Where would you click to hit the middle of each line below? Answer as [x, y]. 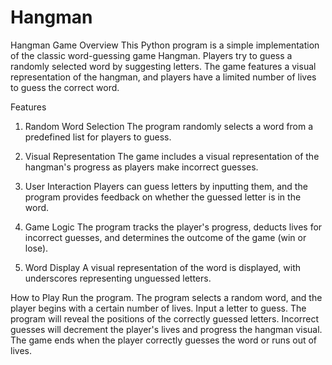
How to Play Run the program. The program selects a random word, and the [166, 297]
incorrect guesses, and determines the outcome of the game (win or [165, 237]
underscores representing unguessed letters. [118, 278]
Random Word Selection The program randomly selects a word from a [169, 126]
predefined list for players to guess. [98, 137]
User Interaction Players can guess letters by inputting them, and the [166, 186]
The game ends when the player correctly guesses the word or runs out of [164, 340]
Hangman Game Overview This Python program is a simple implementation [165, 45]
